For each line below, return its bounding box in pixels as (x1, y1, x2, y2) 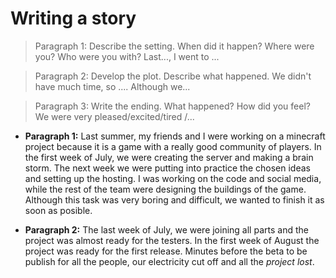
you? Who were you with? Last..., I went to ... (34, 50, 220, 62)
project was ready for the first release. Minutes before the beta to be (24, 245, 308, 257)
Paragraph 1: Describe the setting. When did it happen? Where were (34, 40, 315, 52)
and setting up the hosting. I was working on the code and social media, (24, 172, 322, 184)
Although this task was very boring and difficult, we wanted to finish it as (24, 193, 325, 206)
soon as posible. (24, 204, 93, 216)
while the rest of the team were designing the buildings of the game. (24, 183, 307, 195)
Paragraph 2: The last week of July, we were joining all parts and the (24, 223, 309, 236)
